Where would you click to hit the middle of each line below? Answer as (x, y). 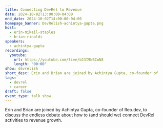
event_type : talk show (28, 96)
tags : (10, 78)
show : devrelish (21, 69)
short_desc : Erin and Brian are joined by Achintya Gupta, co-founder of (82, 73)
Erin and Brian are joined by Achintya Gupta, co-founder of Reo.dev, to (76, 110)
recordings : (17, 50)
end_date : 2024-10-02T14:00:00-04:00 (43, 19)
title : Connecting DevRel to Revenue (43, 10)
